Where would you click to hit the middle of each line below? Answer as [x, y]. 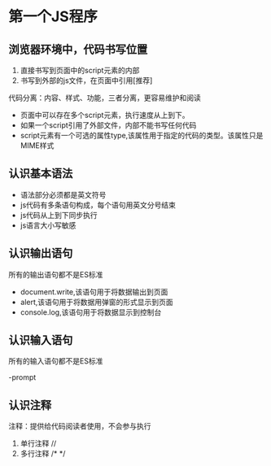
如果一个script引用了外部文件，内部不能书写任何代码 [108, 125]
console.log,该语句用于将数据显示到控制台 [91, 312]
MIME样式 [37, 146]
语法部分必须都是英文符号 [63, 194]
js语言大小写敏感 [48, 225]
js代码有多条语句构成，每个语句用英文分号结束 [98, 205]
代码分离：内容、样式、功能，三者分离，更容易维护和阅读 [105, 98]
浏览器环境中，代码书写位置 [78, 49]
